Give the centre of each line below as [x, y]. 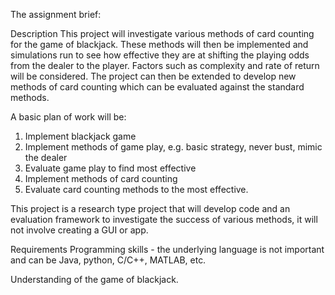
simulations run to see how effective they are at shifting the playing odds [160, 55]
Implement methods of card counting [101, 178]
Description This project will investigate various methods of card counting [162, 33]
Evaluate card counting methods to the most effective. [136, 189]
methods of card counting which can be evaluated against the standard [157, 87]
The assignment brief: [56, 14]
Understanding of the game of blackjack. [94, 279]
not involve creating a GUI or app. [79, 230]
